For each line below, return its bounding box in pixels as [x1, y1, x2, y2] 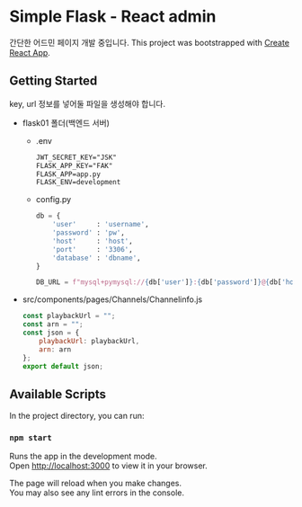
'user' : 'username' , [52, 220, 150, 229]
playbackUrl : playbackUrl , [39, 336, 140, 345]
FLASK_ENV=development [35, 178, 121, 187]
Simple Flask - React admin [9, 6, 217, 27]
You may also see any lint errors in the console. [9, 487, 184, 498]
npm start [9, 433, 52, 443]
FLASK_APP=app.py [35, 169, 102, 179]
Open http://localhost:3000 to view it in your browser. [9, 460, 209, 471]
